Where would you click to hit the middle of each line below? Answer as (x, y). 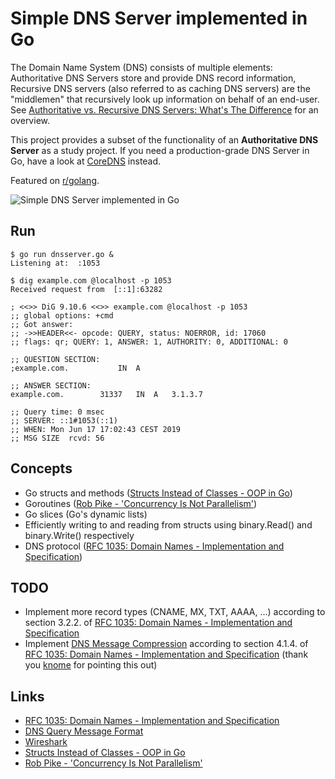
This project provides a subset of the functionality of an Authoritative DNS (164, 139)
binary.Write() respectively (79, 535)
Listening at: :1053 (55, 263)
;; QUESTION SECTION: (55, 359)
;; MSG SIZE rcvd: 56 (57, 438)
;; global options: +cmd (62, 315)
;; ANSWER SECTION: (51, 385)
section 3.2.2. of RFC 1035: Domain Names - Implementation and (158, 623)
